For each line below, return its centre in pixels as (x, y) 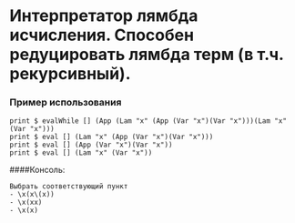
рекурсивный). (70, 74)
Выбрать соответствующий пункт (69, 187)
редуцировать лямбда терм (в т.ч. (147, 55)
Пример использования (66, 103)
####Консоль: (37, 170)
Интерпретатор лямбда (104, 16)
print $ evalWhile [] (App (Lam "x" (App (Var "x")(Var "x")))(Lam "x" (148, 121)
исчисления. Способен (102, 35)
